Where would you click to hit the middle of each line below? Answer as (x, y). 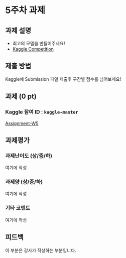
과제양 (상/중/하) (24, 182)
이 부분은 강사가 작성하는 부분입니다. (41, 250)
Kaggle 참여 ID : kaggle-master (42, 112)
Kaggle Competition (33, 49)
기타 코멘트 (18, 208)
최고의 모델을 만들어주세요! (39, 43)
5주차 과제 (25, 10)
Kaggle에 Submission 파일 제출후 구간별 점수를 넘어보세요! (63, 79)
